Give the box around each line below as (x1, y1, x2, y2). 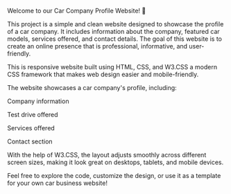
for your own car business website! (7, 179, 108, 187)
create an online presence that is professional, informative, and (7, 42, 188, 50)
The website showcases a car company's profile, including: (7, 84, 177, 91)
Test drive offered (7, 111, 58, 118)
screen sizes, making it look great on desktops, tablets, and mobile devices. (7, 158, 224, 166)
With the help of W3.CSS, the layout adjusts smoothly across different (7, 151, 207, 159)
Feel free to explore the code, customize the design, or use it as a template (7, 172, 221, 179)
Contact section (7, 137, 53, 145)
